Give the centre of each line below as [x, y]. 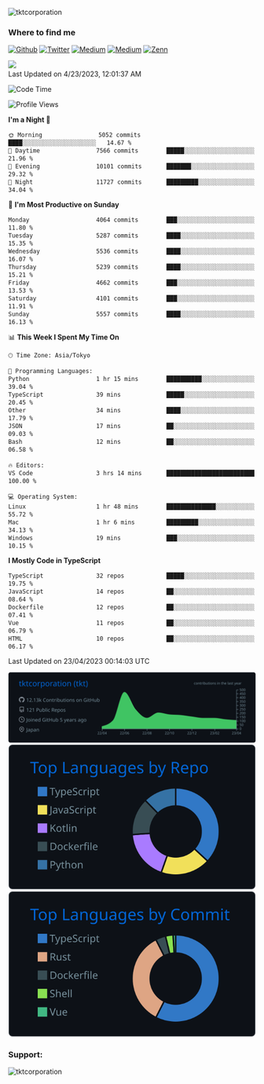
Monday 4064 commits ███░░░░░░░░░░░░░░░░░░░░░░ [132, 220]
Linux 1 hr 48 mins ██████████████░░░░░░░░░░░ [132, 507]
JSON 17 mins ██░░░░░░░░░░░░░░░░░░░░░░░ [132, 427]
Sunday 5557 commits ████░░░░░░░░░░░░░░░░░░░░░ [132, 314]
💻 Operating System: [43, 497]
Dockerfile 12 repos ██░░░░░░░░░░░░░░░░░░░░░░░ [132, 608]
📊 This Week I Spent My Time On [64, 337]
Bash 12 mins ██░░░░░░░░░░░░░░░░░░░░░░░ [132, 442]
